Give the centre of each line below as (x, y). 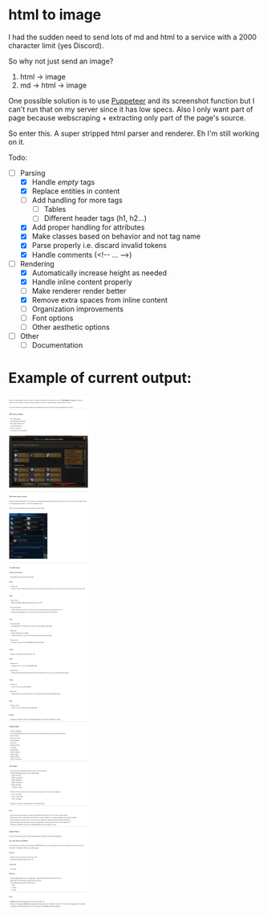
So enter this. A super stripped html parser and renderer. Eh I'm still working (134, 133)
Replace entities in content (76, 191)
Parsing (32, 173)
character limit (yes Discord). (56, 45)
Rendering (37, 263)
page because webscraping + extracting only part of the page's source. (127, 117)
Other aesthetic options (71, 327)
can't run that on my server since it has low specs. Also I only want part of (131, 109)
